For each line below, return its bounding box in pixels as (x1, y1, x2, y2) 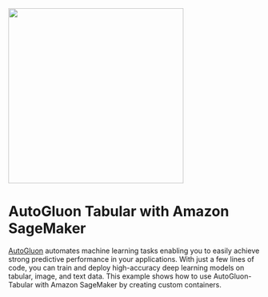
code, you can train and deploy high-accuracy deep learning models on (8, 263, 245, 272)
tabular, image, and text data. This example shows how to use (8, 271, 212, 281)
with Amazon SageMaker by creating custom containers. (34, 279, 222, 289)
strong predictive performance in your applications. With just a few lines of (8, 254, 254, 263)
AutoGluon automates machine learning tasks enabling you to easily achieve (8, 246, 260, 255)
